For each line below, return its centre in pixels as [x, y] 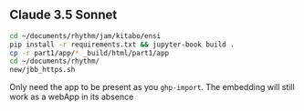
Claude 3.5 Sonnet [63, 15]
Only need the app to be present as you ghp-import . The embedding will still [152, 87]
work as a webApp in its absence [72, 97]
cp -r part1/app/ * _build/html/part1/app [89, 53]
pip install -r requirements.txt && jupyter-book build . [122, 45]
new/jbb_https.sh [42, 70]
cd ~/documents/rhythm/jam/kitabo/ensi [85, 35]
